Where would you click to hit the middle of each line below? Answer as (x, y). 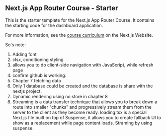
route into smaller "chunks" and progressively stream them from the (82, 107)
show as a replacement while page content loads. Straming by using (82, 123)
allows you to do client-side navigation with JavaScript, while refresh (83, 65)
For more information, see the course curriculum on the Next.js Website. (79, 35)
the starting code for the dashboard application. (54, 25)
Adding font (24, 54)
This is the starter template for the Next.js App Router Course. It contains (80, 20)
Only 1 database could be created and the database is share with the (83, 86)
